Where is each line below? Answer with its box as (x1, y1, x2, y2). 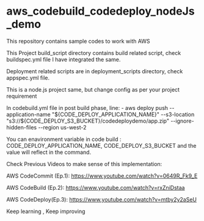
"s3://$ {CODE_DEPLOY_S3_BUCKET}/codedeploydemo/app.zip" (6, 117, 170, 125)
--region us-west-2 (38, 123, 87, 131)
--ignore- (170, 117, 194, 125)
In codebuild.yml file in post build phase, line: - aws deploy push (6, 104, 169, 111)
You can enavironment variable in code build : (6, 136, 122, 143)
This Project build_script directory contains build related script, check (6, 49, 181, 56)
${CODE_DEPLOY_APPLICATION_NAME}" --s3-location (54, 111, 195, 118)
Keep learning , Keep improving (6, 208, 86, 215)
